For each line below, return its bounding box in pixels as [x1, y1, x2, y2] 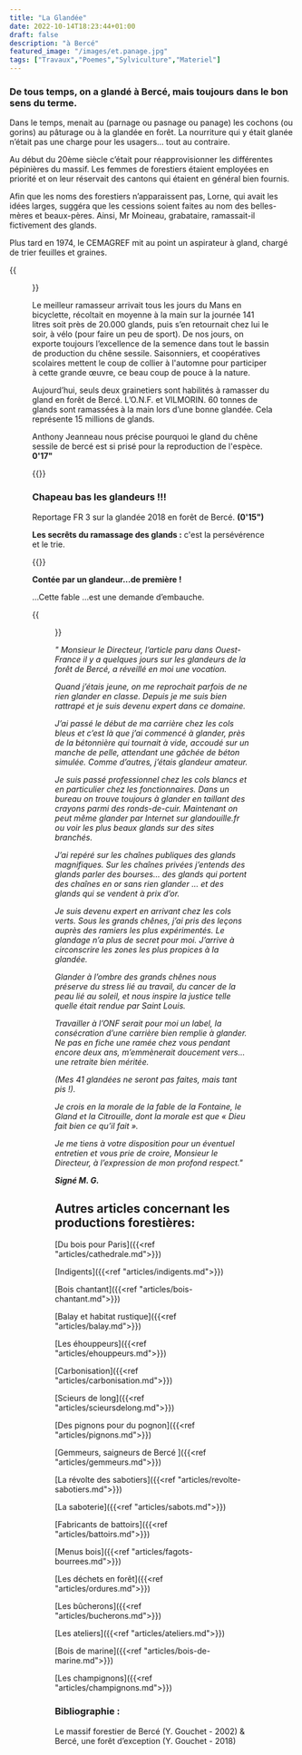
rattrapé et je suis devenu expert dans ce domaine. [54, 700, 247, 711]
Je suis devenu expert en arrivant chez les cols [54, 905, 231, 916]
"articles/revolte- [177, 1475, 242, 1486]
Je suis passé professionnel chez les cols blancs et [54, 774, 248, 785]
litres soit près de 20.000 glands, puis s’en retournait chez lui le [32, 319, 269, 330]
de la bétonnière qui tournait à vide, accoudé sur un [54, 736, 249, 748]
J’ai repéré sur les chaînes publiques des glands [54, 849, 236, 860]
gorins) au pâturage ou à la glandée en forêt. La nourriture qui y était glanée [9, 127, 293, 138]
